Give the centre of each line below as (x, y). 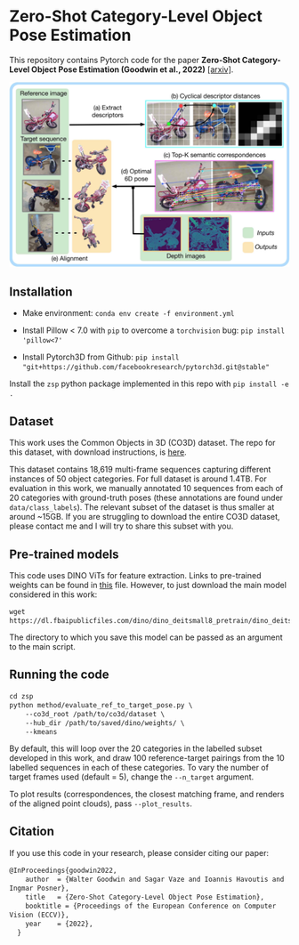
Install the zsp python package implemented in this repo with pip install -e (149, 384)
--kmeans (41, 731)
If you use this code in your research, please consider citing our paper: (139, 852)
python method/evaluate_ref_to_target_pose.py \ (101, 705)
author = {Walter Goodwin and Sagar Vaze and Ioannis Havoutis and (155, 879)
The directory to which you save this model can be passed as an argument (146, 637)
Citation (32, 832)
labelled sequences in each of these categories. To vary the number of (139, 767)
